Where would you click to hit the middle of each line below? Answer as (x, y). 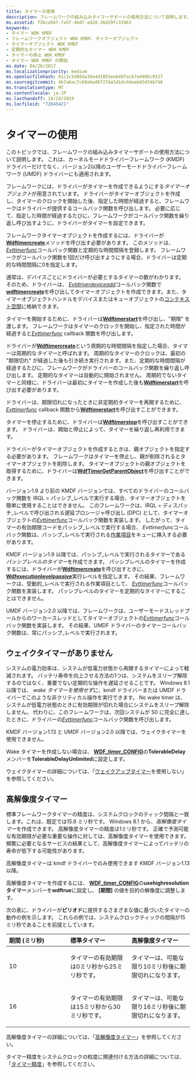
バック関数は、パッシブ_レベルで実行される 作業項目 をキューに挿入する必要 (97, 535)
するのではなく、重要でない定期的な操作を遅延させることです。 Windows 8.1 (98, 683)
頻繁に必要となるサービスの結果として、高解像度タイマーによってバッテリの (98, 844)
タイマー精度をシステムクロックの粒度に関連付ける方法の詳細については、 (95, 1057)
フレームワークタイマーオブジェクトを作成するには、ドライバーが (85, 235)
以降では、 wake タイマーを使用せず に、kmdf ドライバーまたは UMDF (90, 690)
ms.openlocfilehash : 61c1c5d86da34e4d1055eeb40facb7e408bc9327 (85, 77)
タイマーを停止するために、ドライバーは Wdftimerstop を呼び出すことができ (97, 422)
